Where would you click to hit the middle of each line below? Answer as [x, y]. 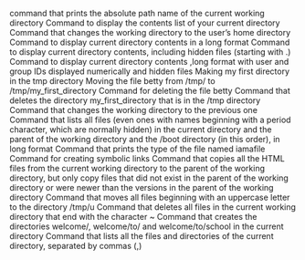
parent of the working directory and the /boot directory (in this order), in [145, 139]
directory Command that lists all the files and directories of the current [142, 236]
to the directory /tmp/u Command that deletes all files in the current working [153, 207]
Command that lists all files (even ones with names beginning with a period [150, 120]
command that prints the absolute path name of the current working [137, 13]
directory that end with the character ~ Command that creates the [133, 217]
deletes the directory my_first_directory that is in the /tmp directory [135, 100]
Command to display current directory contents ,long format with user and [149, 62]
